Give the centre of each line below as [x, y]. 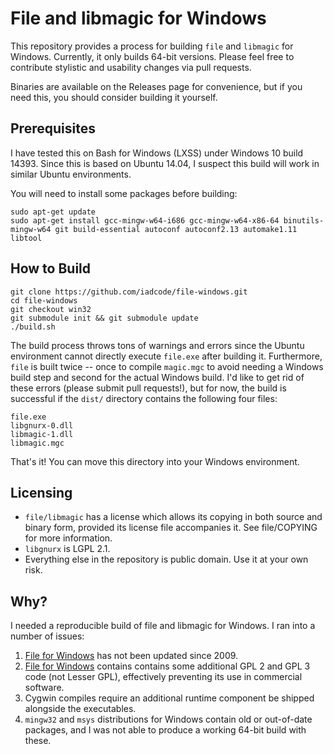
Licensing [41, 492]
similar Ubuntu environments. [71, 174]
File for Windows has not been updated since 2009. [131, 656]
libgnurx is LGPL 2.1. [67, 549]
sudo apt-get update [53, 212]
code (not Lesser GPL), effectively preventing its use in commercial [163, 677]
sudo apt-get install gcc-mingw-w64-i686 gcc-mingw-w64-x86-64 [145, 220]
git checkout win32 [51, 309]
